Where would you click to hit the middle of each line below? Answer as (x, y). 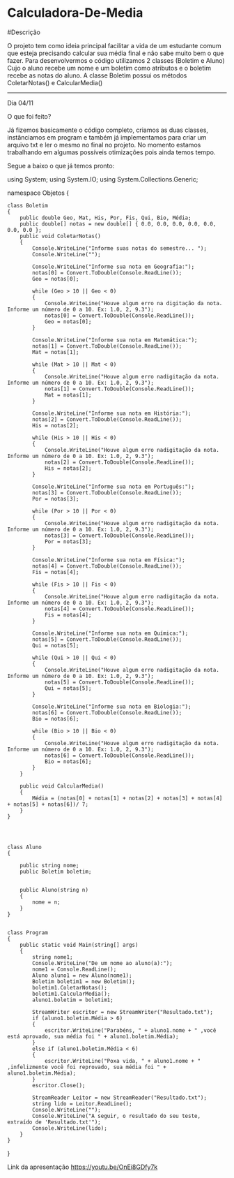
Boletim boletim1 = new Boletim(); (84, 981)
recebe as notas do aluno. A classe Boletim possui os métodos (97, 75)
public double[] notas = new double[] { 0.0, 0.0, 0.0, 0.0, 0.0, (118, 224)
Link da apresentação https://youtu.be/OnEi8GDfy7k (83, 1167)
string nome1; (53, 957)
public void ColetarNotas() (60, 236)
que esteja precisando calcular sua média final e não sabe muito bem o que (116, 53)
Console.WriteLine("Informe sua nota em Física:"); (109, 560)
